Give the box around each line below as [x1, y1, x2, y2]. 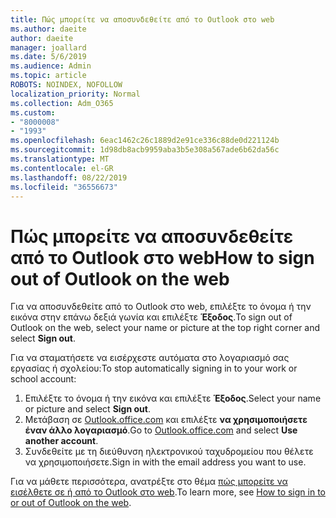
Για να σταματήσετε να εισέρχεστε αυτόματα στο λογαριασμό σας [10, 352, 290, 364]
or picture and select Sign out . [24, 403, 151, 415]
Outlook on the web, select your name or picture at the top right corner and [10, 322, 321, 334]
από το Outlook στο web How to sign [10, 246, 315, 269]
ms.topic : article [10, 71, 87, 81]
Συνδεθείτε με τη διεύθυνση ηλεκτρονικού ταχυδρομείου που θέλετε [24, 446, 314, 458]
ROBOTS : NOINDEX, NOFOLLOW [10, 80, 123, 90]
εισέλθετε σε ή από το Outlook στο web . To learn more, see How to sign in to [10, 486, 326, 498]
